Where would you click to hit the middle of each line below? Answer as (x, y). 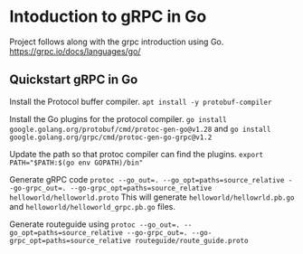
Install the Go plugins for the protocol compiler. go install (118, 118)
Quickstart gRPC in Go (74, 80)
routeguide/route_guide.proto (191, 240)
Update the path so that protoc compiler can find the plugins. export (137, 154)
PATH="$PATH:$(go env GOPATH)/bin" (76, 163)
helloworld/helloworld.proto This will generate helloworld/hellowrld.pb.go (152, 197)
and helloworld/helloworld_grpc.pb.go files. (93, 206)
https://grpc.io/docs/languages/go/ (75, 51)
